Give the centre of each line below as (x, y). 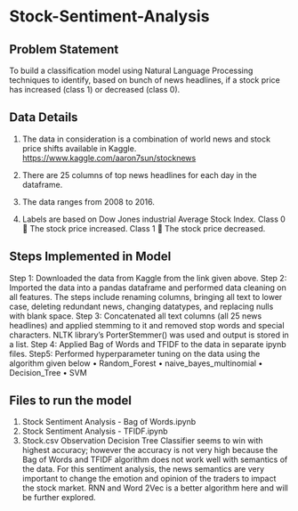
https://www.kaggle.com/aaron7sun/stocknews (109, 158)
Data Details (44, 118)
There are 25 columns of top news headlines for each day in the (139, 174)
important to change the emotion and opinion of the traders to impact (149, 479)
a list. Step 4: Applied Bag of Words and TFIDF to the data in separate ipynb (148, 344)
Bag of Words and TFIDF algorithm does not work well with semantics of (155, 459)
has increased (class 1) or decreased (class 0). (95, 89)
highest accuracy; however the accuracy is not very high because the (150, 450)
